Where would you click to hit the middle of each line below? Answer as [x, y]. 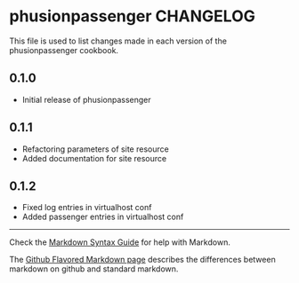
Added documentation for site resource [94, 158]
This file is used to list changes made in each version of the [118, 41]
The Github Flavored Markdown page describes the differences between [142, 260]
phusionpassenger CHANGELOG [132, 16]
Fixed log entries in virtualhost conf [87, 208]
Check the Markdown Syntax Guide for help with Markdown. [120, 242]
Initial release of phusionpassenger [86, 99]
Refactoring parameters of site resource [95, 149]
